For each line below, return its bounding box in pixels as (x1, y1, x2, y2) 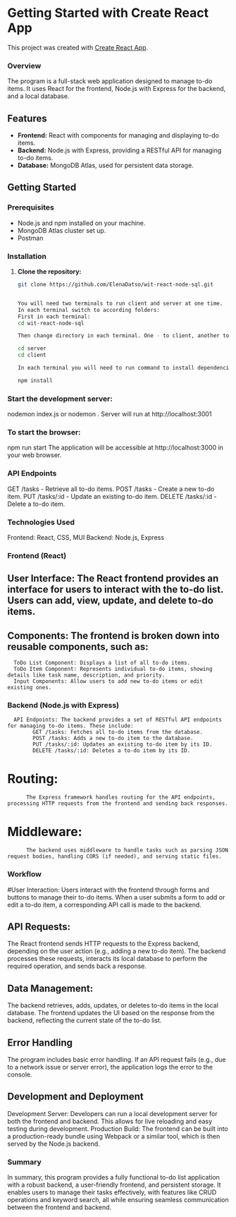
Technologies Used (7, 517, 75, 527)
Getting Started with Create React (7, 5, 209, 21)
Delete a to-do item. (7, 499, 66, 508)
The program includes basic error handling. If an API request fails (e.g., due (7, 1055, 226, 1063)
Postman (17, 234, 44, 242)
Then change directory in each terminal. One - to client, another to (17, 332, 230, 339)
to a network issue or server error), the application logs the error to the (7, 1063, 213, 1071)
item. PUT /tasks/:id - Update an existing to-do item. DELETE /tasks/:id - (7, 492, 217, 500)
